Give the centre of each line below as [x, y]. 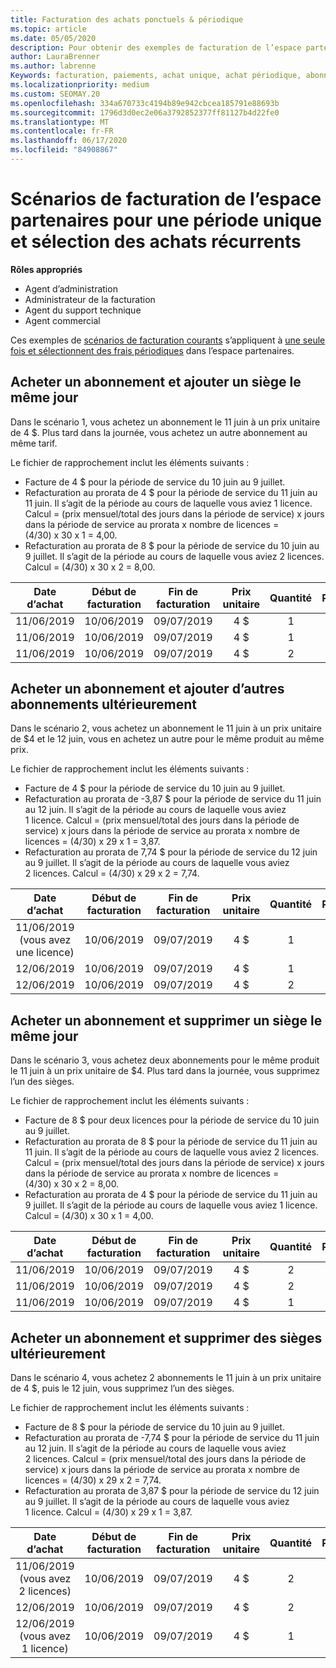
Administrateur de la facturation [90, 299]
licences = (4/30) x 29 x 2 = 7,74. [93, 1480]
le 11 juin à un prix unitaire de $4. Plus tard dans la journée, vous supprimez [165, 1071]
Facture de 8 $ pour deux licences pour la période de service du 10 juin [172, 1120]
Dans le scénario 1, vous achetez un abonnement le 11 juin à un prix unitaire [165, 422]
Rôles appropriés [46, 269]
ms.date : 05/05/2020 [53, 38]
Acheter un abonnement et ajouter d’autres [147, 689]
